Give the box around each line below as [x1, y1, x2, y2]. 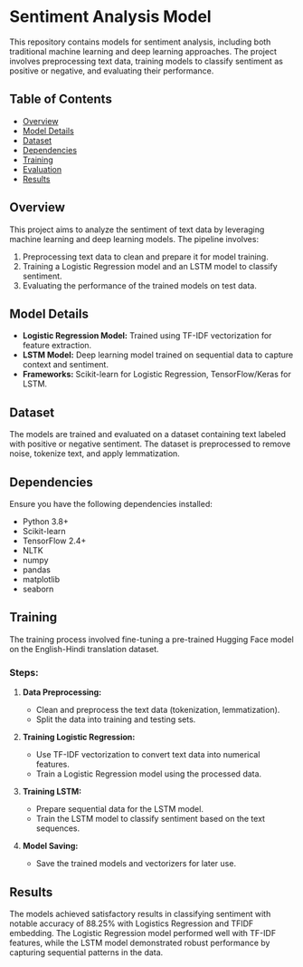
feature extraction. [22, 340, 92, 351]
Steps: [9, 666, 39, 679]
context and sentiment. [22, 359, 109, 370]
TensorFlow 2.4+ [22, 535, 87, 546]
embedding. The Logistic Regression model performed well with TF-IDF [9, 927, 277, 938]
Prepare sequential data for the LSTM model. [35, 804, 204, 815]
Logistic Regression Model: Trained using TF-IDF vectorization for [22, 330, 272, 341]
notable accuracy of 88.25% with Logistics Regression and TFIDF [9, 918, 254, 929]
